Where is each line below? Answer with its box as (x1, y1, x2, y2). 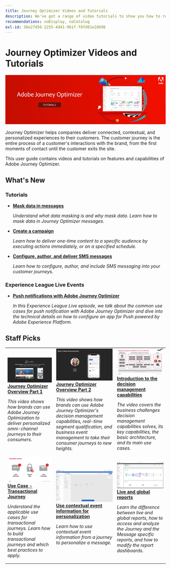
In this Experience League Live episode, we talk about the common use (12, 303, 163, 309)
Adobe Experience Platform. (12, 319, 72, 325)
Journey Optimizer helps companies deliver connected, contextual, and (5, 129, 155, 135)
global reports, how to (117, 515, 163, 521)
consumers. (7, 436, 33, 442)
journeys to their (7, 431, 42, 437)
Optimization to (7, 414, 40, 421)
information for (55, 508, 89, 514)
